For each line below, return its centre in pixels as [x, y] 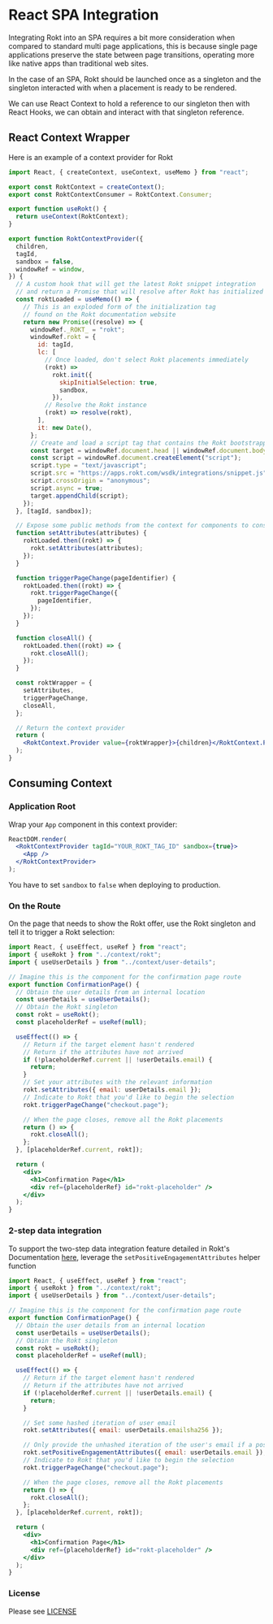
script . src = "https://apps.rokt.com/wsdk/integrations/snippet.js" [148, 473]
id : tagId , [56, 345]
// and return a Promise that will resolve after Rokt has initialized [140, 292]
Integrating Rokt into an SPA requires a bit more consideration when [122, 37]
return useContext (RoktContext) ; [72, 217]
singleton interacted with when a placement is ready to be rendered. [123, 88]
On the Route [35, 905]
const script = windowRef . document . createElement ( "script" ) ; [136, 458]
